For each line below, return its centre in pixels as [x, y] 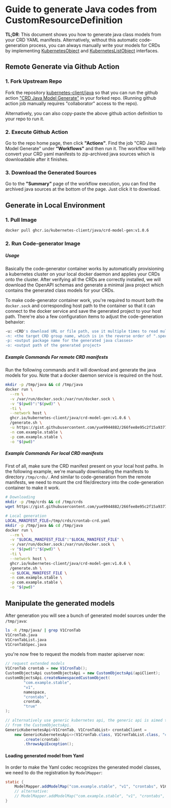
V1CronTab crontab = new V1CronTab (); [46, 668]
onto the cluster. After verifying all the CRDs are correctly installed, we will [83, 279]
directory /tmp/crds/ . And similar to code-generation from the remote [78, 477]
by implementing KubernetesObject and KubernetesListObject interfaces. [82, 51]
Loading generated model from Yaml [45, 755]
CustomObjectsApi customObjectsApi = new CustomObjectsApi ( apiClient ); [83, 673]
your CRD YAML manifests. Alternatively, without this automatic [72, 40]
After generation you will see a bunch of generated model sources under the [85, 615]
